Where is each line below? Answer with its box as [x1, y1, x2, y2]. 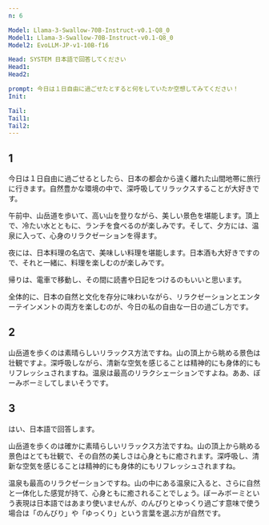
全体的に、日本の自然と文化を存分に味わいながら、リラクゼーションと [8, 292, 240, 301]
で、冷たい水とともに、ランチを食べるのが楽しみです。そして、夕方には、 [8, 221, 252, 231]
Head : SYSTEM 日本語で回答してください [8, 55, 126, 64]
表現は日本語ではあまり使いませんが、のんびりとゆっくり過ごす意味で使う [14, 498, 261, 507]
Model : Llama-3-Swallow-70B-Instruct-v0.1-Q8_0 [8, 26, 171, 34]
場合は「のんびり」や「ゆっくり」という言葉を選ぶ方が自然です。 [8, 508, 226, 518]
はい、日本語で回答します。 [8, 424, 99, 434]
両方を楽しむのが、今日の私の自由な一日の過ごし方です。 [63, 302, 253, 312]
